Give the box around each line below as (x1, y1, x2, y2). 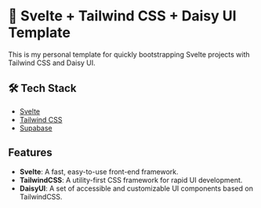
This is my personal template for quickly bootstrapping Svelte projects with (8, 49, 250, 59)
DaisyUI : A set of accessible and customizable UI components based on (19, 184, 253, 193)
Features (8, 146, 53, 159)
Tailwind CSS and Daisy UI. (8, 58, 96, 68)
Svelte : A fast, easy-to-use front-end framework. (19, 166, 179, 176)
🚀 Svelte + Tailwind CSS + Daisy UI (8, 7, 237, 25)
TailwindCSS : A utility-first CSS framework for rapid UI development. (19, 175, 243, 184)
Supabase (19, 123, 53, 133)
